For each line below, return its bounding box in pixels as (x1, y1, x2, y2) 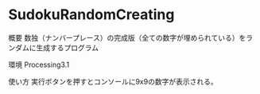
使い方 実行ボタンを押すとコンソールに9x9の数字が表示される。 (8, 76, 218, 86)
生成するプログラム (35, 42, 99, 53)
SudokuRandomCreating (8, 6, 175, 24)
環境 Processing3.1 (8, 60, 70, 69)
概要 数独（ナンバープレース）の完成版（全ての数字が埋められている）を (8, 33, 246, 42)
